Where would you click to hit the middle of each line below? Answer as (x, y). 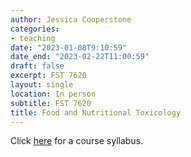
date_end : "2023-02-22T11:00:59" (80, 57)
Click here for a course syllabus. (77, 141)
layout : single (42, 85)
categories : (35, 29)
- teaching (33, 38)
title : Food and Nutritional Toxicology (96, 112)
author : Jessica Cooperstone (71, 19)
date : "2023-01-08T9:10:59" (69, 47)
